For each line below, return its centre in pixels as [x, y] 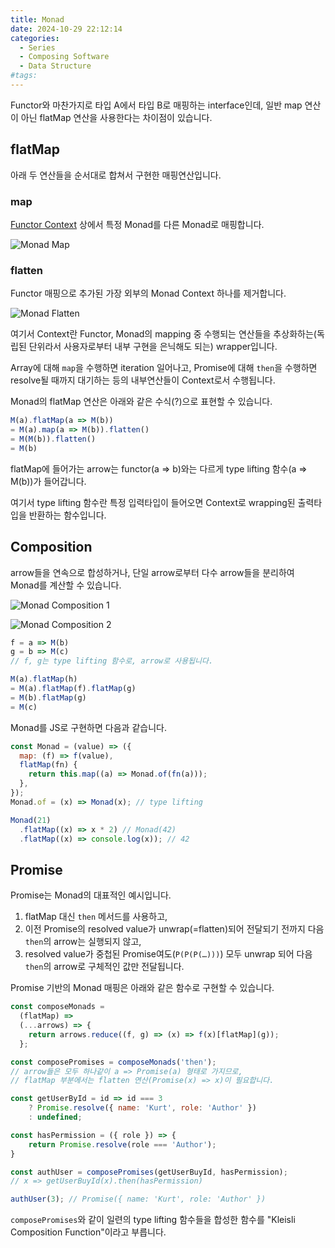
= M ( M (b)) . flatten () [53, 439]
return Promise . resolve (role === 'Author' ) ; [122, 1144]
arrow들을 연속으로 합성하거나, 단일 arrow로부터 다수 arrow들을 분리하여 [152, 572]
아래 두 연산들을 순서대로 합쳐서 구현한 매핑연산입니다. [116, 175]
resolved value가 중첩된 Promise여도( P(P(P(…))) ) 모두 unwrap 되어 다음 [168, 954]
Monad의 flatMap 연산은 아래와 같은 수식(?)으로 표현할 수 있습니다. [141, 402]
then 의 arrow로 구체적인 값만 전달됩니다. [104, 967]
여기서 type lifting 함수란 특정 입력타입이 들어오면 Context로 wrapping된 [153, 502]
